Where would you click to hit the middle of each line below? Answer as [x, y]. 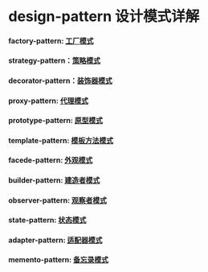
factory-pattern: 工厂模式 [51, 40]
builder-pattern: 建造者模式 [54, 180]
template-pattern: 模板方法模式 [61, 140]
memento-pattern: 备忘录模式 [58, 260]
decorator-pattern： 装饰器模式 [60, 80]
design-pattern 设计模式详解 [104, 16]
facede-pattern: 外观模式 [51, 160]
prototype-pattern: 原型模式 [55, 121]
